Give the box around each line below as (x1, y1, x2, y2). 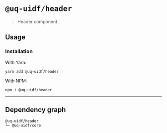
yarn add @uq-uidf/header (5, 69, 59, 74)
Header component (17, 18, 58, 24)
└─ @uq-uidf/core (5, 123, 41, 128)
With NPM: (5, 78, 27, 84)
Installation (5, 48, 33, 55)
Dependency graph (5, 106, 66, 114)
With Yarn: (5, 59, 27, 65)
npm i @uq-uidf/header (5, 87, 52, 92)
